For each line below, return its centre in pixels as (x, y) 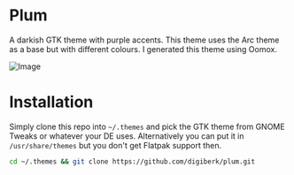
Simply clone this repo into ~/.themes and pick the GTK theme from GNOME (147, 126)
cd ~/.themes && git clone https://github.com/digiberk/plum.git (132, 161)
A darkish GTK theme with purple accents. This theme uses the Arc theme (144, 40)
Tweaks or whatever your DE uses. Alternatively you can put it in (127, 136)
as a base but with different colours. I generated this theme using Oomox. (143, 49)
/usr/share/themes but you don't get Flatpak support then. (116, 145)
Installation (51, 102)
